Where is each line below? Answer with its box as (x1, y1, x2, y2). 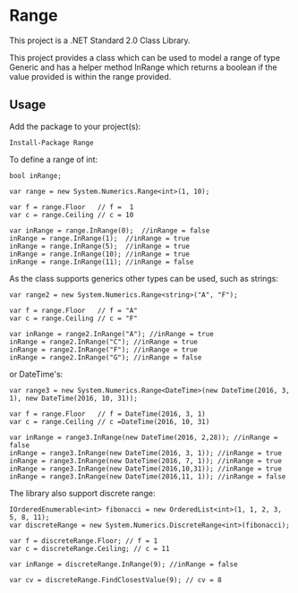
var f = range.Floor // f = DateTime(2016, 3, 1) (9, 409, 206, 419)
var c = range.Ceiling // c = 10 (9, 210, 134, 219)
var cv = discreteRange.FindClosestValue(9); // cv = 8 (9, 575, 222, 584)
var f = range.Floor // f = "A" (9, 306, 139, 315)
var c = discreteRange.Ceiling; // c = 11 (9, 544, 170, 553)
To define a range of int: (9, 154, 98, 165)
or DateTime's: (9, 369, 64, 379)
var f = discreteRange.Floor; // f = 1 (9, 536, 158, 546)
